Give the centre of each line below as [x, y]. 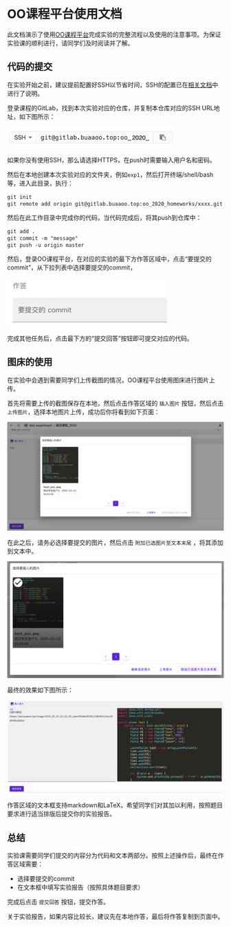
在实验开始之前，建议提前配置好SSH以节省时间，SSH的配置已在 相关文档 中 [113, 85]
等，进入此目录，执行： [40, 183]
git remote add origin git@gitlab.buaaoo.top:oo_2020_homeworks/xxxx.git [115, 204]
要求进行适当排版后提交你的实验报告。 [61, 814]
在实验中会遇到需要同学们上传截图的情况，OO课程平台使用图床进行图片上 [111, 380]
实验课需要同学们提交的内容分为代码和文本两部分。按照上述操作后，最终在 [112, 855]
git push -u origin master [46, 245]
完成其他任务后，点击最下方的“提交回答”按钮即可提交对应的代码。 [100, 338]
